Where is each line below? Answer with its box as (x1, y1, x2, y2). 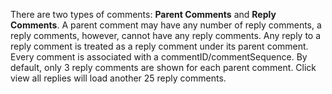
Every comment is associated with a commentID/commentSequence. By (10, 51, 308, 63)
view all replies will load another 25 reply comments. (10, 72, 227, 84)
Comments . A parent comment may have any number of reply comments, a (10, 19, 322, 31)
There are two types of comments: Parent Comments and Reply (10, 9, 277, 20)
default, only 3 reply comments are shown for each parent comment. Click (10, 62, 317, 73)
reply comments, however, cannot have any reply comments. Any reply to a (10, 30, 322, 41)
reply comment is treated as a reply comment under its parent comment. (10, 40, 309, 52)
